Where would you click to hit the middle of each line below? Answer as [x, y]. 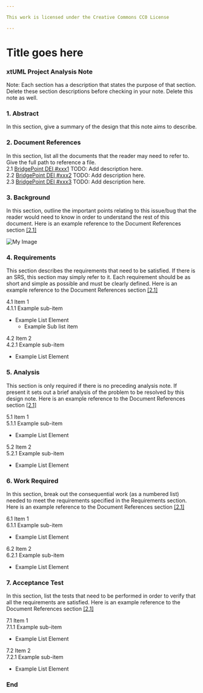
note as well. [22, 98]
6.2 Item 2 [19, 548]
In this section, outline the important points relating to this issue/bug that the [101, 211]
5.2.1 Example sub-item [35, 453]
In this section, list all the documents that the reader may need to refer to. [98, 156]
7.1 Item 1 [17, 621]
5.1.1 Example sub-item [35, 423]
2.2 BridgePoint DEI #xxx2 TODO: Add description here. [76, 175]
